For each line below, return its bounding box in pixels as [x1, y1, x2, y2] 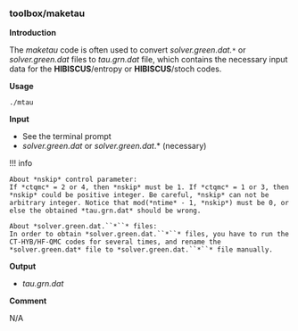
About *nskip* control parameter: [9, 175, 138, 185]
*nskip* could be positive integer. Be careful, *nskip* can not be [9, 191, 269, 200]
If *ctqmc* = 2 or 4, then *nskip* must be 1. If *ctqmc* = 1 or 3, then [9, 183, 290, 192]
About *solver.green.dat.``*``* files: [9, 222, 158, 231]
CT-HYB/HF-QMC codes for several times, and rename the [9, 237, 221, 247]
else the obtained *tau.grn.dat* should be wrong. [9, 206, 202, 216]
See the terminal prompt [21, 131, 112, 142]
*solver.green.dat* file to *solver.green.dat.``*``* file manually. [9, 245, 274, 254]
